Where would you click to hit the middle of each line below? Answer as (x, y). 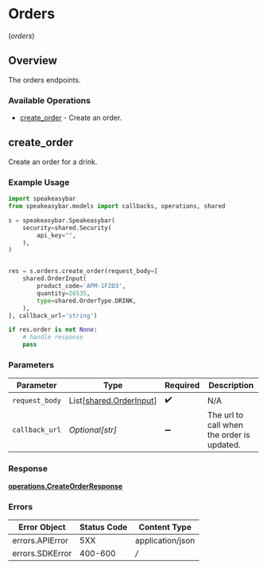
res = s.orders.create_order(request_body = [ (83, 271)
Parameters (31, 364)
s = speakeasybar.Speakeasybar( (62, 220)
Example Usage (39, 182)
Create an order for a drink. (53, 161)
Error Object (42, 527)
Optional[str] (93, 430)
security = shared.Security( (67, 228)
